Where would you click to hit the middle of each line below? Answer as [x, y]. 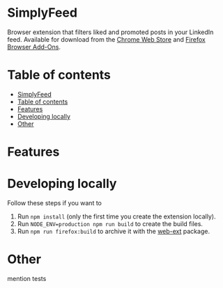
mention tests [27, 278]
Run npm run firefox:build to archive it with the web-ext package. [114, 231]
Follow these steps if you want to [55, 203]
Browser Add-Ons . [34, 47]
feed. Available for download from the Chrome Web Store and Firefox [106, 39]
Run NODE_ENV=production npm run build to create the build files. [110, 224]
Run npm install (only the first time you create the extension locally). [116, 216]
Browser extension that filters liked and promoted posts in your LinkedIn [110, 32]
